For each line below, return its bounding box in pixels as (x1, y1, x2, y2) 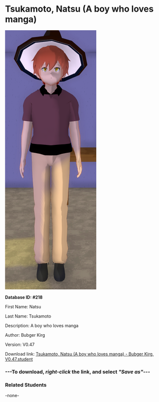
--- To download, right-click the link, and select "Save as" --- (5, 368, 151, 375)
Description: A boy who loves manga (5, 322, 79, 328)
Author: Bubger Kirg (5, 332, 45, 338)
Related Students (5, 382, 47, 388)
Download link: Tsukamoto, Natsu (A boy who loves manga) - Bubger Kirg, (5, 351, 154, 357)
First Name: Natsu (5, 303, 41, 309)
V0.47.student (5, 356, 33, 362)
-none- (5, 393, 19, 399)
